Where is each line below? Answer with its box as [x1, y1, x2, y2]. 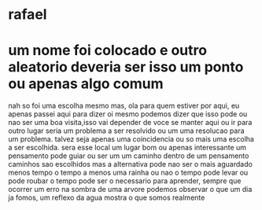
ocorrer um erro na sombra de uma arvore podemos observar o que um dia [8, 185, 253, 194]
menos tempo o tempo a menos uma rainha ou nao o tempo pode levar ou [8, 168, 249, 178]
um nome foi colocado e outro [8, 42, 207, 60]
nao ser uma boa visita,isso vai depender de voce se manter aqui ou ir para [8, 118, 253, 127]
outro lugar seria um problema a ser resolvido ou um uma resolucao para [8, 126, 245, 135]
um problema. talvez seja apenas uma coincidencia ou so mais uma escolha [8, 134, 254, 144]
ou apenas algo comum [8, 75, 164, 93]
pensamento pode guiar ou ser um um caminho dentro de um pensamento [8, 151, 249, 160]
